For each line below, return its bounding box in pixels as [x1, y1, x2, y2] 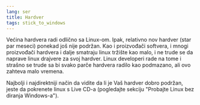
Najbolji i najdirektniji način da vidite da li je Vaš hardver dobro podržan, [6, 79, 183, 87]
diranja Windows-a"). [6, 92, 59, 99]
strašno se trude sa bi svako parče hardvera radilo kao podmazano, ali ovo [6, 61, 191, 69]
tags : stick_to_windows [6, 20, 66, 26]
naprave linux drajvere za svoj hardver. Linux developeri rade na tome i [6, 55, 181, 63]
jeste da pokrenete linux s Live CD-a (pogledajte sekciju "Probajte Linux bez [6, 86, 195, 93]
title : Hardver [6, 14, 44, 20]
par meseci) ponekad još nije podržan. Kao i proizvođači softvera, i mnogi [6, 42, 189, 50]
